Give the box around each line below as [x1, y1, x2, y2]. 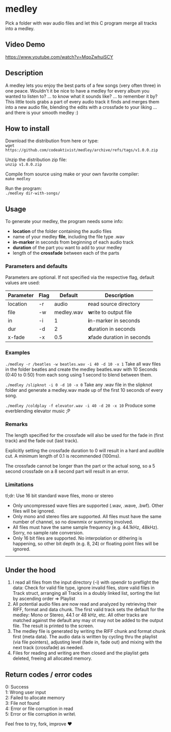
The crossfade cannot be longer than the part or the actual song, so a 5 [5, 463, 155, 469]
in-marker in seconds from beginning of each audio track [12, 239, 134, 246]
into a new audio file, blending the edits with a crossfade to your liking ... [5, 104, 157, 110]
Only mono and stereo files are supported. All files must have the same [12, 514, 162, 520]
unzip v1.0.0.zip [5, 162, 42, 167]
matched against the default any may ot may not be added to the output [12, 617, 164, 624]
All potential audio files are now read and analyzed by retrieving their [12, 601, 157, 607]
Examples [5, 349, 31, 356]
